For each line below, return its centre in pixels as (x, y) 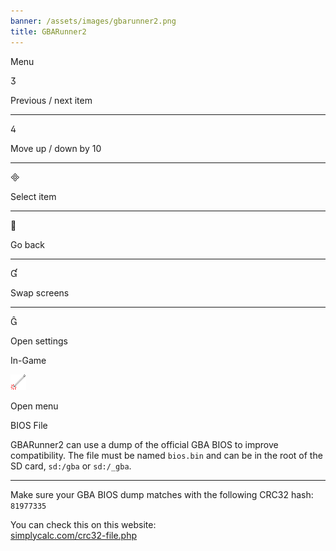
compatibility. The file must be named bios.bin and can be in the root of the (166, 455)
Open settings (39, 341)
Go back (28, 244)
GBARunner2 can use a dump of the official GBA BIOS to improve (144, 444)
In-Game (28, 360)
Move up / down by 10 (56, 148)
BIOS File (29, 425)
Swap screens (40, 292)
